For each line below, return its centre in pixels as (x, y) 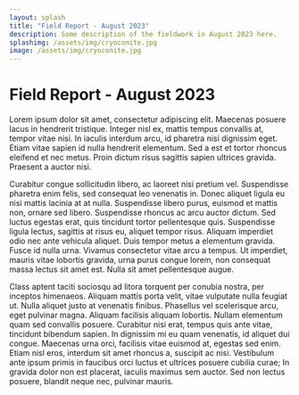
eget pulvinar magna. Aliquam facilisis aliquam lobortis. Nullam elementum (146, 315)
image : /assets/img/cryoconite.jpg (75, 51)
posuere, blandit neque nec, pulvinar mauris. (91, 382)
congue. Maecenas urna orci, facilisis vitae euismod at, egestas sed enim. (145, 343)
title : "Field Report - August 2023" (79, 26)
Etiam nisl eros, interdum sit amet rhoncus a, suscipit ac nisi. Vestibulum (142, 353)
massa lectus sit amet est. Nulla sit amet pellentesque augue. (122, 269)
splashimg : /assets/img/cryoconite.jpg (83, 42)
